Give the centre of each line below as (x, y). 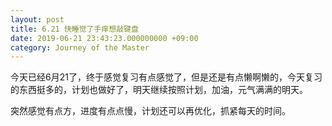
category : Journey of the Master (80, 47)
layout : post (37, 19)
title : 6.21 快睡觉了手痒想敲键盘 (74, 29)
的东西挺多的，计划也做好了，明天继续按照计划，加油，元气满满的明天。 (159, 90)
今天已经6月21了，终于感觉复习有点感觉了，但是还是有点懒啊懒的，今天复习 (166, 77)
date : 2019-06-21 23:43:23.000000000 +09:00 (104, 38)
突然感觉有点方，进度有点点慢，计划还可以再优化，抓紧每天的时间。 (150, 111)
